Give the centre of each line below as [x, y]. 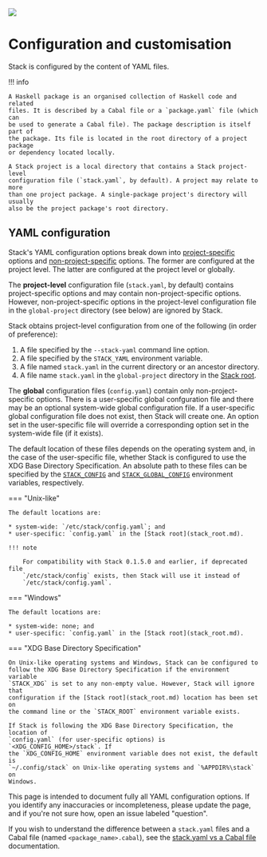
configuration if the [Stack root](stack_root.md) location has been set [133, 698]
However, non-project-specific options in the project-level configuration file [132, 301]
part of [21, 131]
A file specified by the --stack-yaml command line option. [114, 349]
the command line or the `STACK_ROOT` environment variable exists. [124, 712]
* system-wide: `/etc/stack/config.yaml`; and [87, 527]
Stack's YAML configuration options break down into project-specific [122, 252]
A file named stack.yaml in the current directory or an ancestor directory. [139, 366]
